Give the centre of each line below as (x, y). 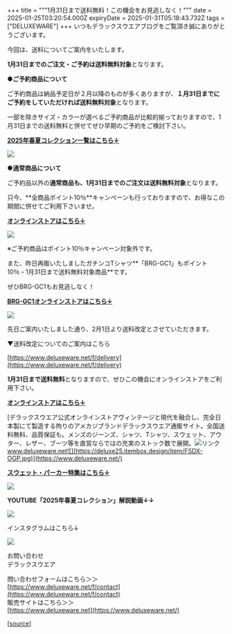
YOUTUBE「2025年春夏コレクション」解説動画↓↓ (81, 500)
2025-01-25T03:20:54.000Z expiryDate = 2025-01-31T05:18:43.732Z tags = (116, 18)
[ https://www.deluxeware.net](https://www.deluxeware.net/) (93, 610)
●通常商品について (34, 168)
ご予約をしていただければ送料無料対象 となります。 (80, 102)
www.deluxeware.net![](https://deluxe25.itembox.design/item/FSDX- (105, 451)
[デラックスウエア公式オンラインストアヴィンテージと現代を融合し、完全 (111, 417)
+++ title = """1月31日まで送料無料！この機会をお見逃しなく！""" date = (110, 10)
